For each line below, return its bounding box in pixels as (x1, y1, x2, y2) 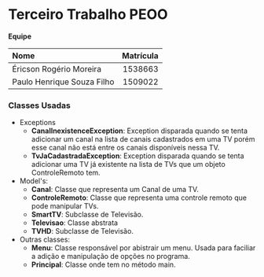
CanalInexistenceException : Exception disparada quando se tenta (31, 126, 247, 135)
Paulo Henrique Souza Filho (12, 76, 115, 87)
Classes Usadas (8, 100, 71, 111)
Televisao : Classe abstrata (31, 218, 119, 227)
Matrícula (121, 50, 159, 61)
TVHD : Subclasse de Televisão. (31, 227, 134, 236)
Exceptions (19, 118, 57, 127)
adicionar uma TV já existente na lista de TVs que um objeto (31, 160, 225, 169)
